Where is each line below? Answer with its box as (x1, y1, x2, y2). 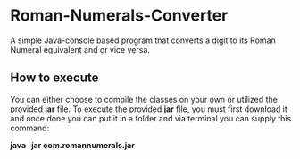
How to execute (10, 71, 99, 86)
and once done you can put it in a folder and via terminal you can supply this (10, 113, 292, 123)
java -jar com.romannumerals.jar (10, 139, 135, 150)
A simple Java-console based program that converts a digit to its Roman (10, 35, 276, 46)
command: (10, 122, 50, 133)
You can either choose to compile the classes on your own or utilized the (10, 94, 278, 105)
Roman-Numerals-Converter (10, 5, 229, 26)
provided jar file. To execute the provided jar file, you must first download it (10, 104, 288, 114)
